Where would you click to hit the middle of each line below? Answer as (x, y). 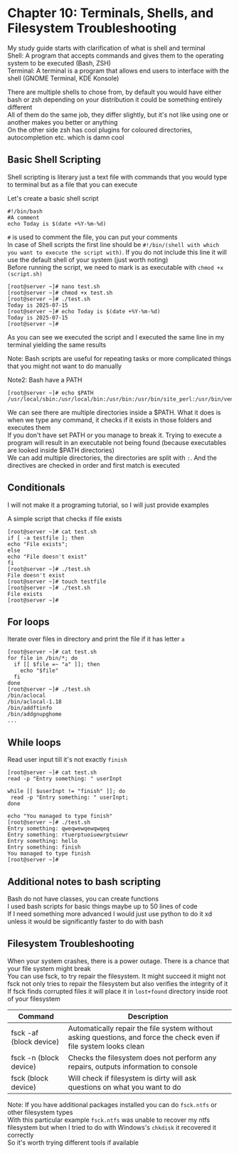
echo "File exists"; (38, 544)
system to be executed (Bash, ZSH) (59, 63)
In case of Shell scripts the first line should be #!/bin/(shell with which (113, 244)
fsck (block (30, 1078)
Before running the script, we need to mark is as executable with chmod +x (116, 267)
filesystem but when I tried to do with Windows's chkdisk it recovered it (112, 1127)
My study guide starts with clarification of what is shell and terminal (106, 48)
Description (148, 1016)
